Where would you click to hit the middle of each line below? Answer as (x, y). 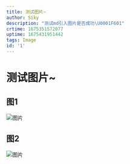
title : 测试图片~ (26, 12)
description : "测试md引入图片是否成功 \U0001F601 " (66, 23)
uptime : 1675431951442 (35, 35)
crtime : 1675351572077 (35, 29)
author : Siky (23, 18)
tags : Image (21, 40)
